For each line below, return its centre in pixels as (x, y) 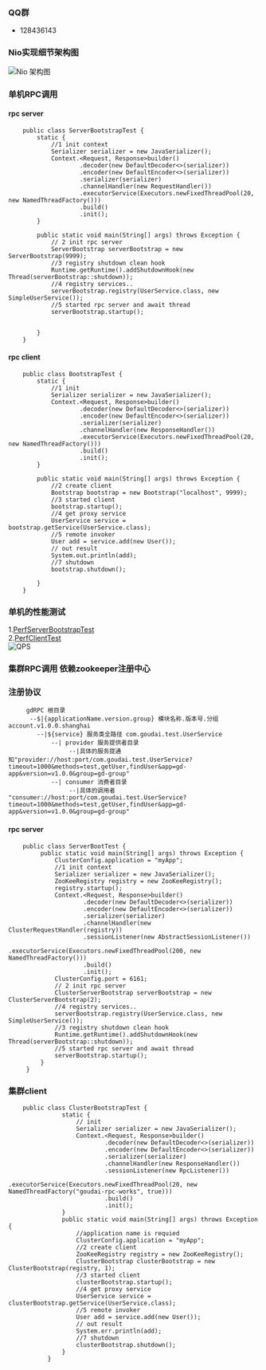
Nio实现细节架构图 (44, 53)
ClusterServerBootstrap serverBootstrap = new (133, 993)
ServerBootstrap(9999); (48, 256)
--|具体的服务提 (92, 752)
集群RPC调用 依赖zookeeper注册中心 (80, 669)
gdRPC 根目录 (46, 711)
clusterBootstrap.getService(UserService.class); (92, 1303)
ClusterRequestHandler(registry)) (66, 930)
